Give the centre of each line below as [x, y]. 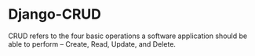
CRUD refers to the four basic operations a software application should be [128, 36]
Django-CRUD [55, 14]
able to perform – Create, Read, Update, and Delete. [92, 44]
